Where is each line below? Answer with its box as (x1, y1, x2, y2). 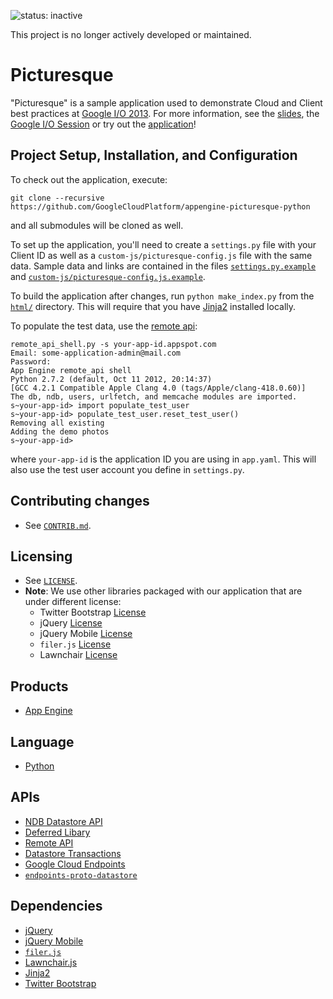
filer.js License (39, 638, 112, 650)
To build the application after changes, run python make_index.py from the (10, 290, 315, 302)
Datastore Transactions (24, 847, 122, 859)
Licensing (10, 548, 73, 565)
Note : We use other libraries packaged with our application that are (24, 585, 303, 597)
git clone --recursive (10, 193, 105, 203)
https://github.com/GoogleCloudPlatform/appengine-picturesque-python (10, 201, 311, 212)
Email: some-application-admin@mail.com (10, 348, 182, 358)
